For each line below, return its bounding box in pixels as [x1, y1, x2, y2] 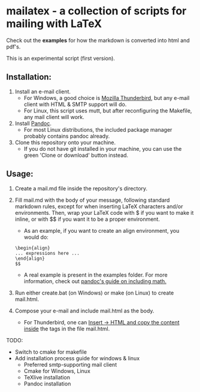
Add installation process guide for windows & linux [14, 354, 140, 361]
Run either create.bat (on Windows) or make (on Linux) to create [14, 289, 174, 296]
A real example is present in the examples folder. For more [23, 271, 168, 278]
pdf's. [6, 43, 21, 50]
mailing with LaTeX [6, 17, 102, 31]
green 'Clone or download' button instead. [23, 151, 129, 159]
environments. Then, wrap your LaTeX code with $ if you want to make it [14, 209, 194, 216]
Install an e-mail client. [14, 88, 71, 95]
